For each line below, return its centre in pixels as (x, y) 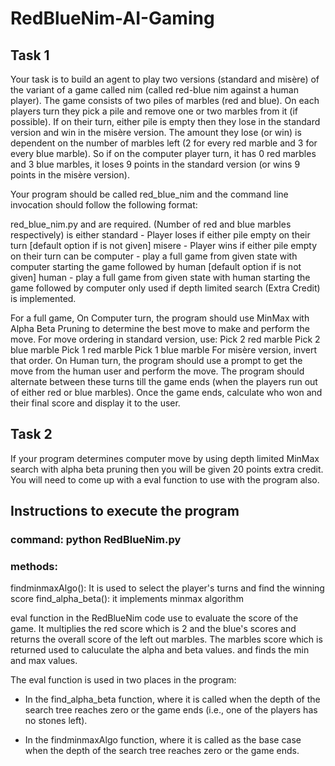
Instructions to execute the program (125, 511)
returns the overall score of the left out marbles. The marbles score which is (166, 639)
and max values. (44, 661)
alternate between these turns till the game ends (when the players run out (164, 381)
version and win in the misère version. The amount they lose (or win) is (156, 132)
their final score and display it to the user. (95, 403)
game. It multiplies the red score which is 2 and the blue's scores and (153, 629)
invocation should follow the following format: (104, 205)
